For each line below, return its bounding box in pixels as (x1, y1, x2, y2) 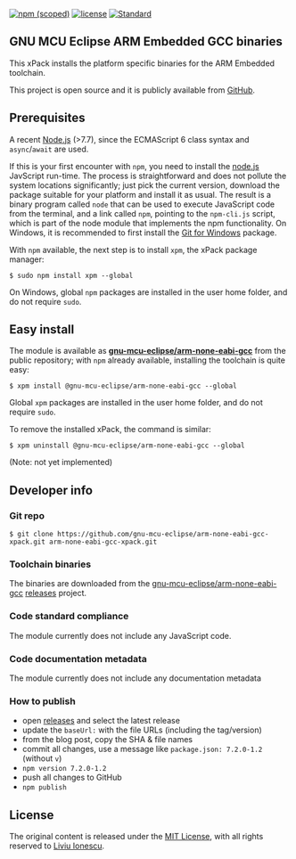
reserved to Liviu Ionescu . (9, 840, 105, 851)
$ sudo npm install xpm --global (9, 271, 134, 280)
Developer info (9, 482, 94, 498)
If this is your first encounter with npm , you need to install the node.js (9, 160, 260, 171)
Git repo (9, 509, 45, 521)
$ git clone (9, 530, 53, 539)
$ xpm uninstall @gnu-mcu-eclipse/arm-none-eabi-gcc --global (9, 441, 245, 450)
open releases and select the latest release (21, 716, 181, 726)
